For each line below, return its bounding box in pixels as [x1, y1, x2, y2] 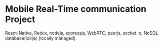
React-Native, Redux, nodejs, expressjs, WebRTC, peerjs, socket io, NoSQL [5, 30, 159, 36]
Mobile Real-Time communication [5, 3, 147, 15]
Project [5, 14, 36, 25]
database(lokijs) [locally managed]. [5, 35, 77, 41]
